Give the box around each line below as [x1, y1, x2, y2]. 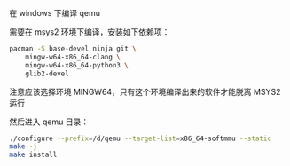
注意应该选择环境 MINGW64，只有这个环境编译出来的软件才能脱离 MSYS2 [9, 86, 281, 97]
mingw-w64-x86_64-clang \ [25, 52, 121, 61]
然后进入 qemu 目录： [9, 116, 90, 127]
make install [9, 150, 58, 160]
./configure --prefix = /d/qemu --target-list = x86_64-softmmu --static [9, 134, 272, 143]
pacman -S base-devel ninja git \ [9, 44, 137, 53]
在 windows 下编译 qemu [9, 8, 100, 18]
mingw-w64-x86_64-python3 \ [25, 60, 129, 69]
